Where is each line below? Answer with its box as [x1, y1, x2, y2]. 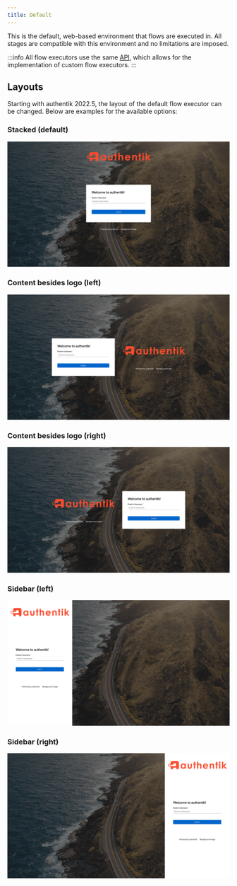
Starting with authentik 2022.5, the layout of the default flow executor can [7, 100, 222, 108]
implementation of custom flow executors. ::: [7, 60, 138, 69]
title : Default [7, 11, 52, 18]
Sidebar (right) [7, 737, 59, 747]
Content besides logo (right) [7, 430, 107, 440]
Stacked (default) [7, 125, 68, 134]
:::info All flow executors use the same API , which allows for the [7, 53, 192, 62]
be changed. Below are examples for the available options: [7, 107, 178, 116]
